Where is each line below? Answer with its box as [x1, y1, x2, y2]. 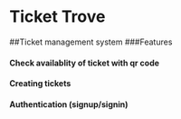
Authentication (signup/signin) [9, 98, 129, 110]
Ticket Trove [9, 6, 106, 27]
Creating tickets [9, 78, 71, 89]
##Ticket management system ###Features [9, 36, 173, 47]
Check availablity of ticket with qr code [9, 57, 160, 68]
